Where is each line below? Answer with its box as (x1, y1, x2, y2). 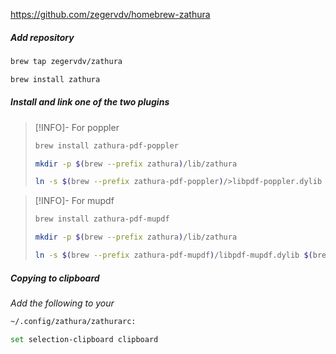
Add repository (10, 31, 75, 43)
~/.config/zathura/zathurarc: (10, 316, 137, 326)
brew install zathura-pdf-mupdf (34, 214, 170, 224)
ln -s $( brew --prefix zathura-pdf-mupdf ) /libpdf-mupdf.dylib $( (34, 250, 313, 261)
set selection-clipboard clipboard (10, 334, 159, 344)
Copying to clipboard (10, 272, 100, 284)
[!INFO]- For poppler (34, 121, 120, 133)
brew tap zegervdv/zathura (10, 56, 123, 66)
